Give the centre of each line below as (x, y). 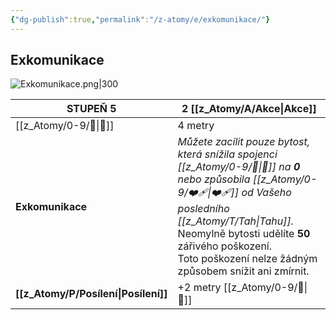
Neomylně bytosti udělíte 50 (244, 234)
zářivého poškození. (225, 246)
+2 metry (199, 288)
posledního (203, 209)
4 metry (196, 126)
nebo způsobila (214, 179)
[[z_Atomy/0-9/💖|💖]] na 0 (239, 167)
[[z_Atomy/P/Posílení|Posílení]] (91, 294)
